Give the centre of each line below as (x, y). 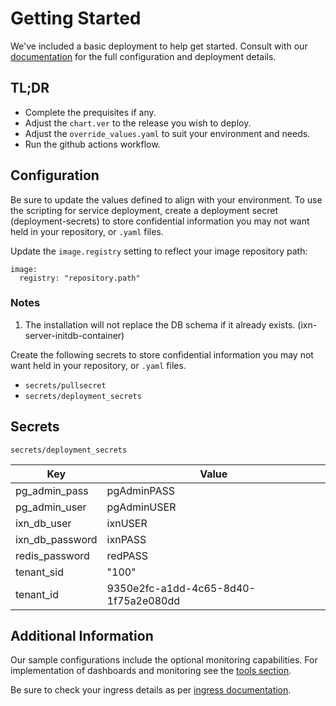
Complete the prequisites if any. (90, 112)
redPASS (127, 555)
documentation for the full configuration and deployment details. (143, 56)
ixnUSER (127, 523)
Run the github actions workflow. (92, 144)
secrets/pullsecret (65, 385)
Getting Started (76, 18)
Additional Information (82, 636)
